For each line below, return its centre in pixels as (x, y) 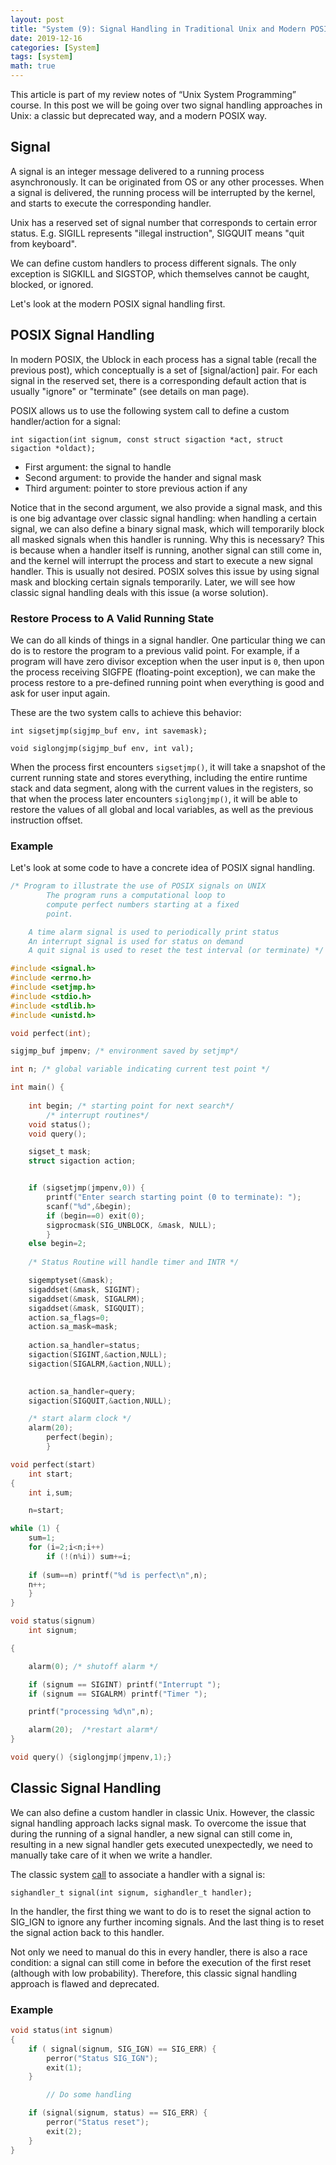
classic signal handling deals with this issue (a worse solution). (139, 592)
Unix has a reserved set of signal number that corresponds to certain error (164, 222)
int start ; (51, 1474)
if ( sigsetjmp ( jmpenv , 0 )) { (86, 1188)
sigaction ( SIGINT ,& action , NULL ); (98, 1355)
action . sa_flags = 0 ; (69, 1317)
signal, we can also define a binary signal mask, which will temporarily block (167, 528)
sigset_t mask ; (60, 1152)
